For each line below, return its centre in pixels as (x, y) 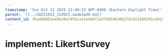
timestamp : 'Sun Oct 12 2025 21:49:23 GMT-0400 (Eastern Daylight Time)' (84, 10)
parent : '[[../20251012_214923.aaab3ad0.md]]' (54, 14)
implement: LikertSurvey (58, 44)
